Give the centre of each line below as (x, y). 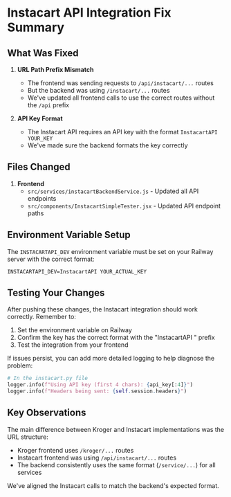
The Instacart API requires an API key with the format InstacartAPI (122, 132)
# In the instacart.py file (48, 379)
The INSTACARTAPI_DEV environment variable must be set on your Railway (110, 251)
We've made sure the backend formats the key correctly (108, 145)
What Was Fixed (43, 53)
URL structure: (28, 437)
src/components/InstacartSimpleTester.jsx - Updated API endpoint (124, 206)
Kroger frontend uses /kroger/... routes (75, 450)
